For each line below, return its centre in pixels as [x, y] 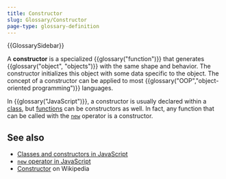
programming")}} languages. [73, 88]
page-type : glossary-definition [53, 26]
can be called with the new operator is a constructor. [80, 116]
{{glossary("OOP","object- [182, 81]
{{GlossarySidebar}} [36, 46]
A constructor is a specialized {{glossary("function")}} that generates [106, 59]
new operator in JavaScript [54, 161]
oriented [19, 88]
